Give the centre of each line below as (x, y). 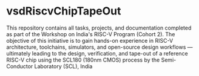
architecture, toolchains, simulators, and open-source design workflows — (99, 47)
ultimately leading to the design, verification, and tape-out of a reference (97, 53)
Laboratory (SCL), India (63, 66)
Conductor (20, 66)
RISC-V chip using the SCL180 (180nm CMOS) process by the (83, 60)
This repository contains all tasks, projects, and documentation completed (99, 28)
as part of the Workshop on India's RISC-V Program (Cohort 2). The (91, 34)
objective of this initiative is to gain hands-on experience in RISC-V (90, 40)
